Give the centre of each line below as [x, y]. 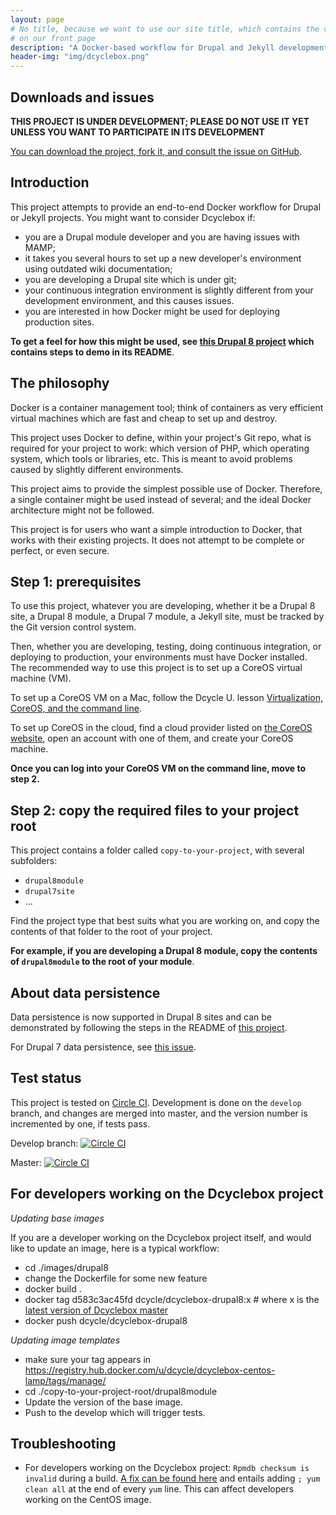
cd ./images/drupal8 [66, 1267]
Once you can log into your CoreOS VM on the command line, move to [158, 768]
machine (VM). [41, 678]
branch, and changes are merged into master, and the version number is [159, 1113]
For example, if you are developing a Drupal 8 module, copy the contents [164, 951]
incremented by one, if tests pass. [80, 1123]
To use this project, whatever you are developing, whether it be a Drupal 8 [163, 606]
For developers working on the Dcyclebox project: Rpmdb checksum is [167, 1468]
